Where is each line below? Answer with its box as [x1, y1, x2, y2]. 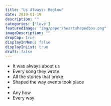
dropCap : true [5, 35, 35, 40]
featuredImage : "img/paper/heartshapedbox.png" [5, 26, 107, 31]
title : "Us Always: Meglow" [5, 7, 64, 12]
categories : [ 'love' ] [5, 21, 51, 26]
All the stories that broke [12, 73, 64, 79]
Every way [12, 94, 35, 100]
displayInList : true [5, 44, 49, 49]
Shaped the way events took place [12, 78, 84, 85]
